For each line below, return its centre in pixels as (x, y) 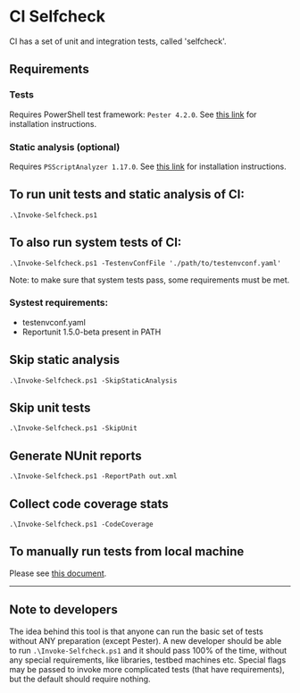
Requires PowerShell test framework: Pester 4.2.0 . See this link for (133, 114)
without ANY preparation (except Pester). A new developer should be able (146, 640)
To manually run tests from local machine (127, 552)
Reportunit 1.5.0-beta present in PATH (92, 332)
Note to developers (63, 610)
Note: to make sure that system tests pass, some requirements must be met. (150, 280)
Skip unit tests (50, 408)
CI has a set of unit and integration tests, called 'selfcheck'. (118, 41)
